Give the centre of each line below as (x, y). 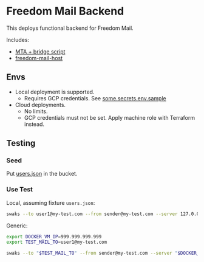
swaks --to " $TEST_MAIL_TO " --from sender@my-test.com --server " (92, 253)
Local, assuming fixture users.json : (51, 202)
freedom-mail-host (39, 58)
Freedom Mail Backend (65, 11)
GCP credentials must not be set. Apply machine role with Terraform (110, 117)
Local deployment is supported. (55, 92)
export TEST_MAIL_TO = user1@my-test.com (57, 242)
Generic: (17, 226)
